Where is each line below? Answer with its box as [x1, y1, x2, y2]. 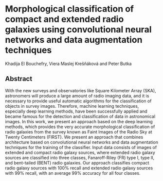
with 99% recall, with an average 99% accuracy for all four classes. [5, 170, 141, 176]
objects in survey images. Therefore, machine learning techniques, [5, 103, 139, 109]
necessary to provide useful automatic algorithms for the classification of [5, 98, 152, 104]
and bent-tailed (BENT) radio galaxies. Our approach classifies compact [5, 160, 149, 165]
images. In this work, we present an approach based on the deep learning [5, 118, 153, 124]
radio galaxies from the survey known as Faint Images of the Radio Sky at [5, 129, 152, 134]
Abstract [5, 75, 33, 83]
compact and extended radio [5, 14, 124, 25]
